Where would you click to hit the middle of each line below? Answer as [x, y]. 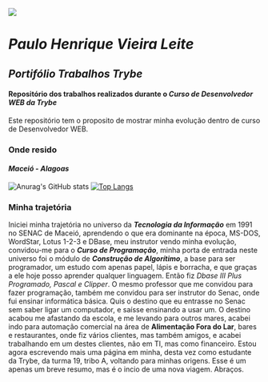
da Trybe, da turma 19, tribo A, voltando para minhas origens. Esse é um [127, 361]
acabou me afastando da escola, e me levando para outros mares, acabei [129, 318]
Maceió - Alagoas [39, 169]
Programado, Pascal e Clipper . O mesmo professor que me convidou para [131, 284]
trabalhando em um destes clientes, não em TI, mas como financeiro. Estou [132, 344]
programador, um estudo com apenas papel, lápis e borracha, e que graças [133, 267]
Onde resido [33, 150]
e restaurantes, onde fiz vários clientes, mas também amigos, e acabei [125, 336]
